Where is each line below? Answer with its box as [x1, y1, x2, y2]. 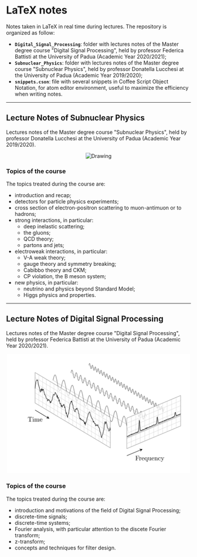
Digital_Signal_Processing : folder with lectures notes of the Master [14, 40, 179, 48]
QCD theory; [23, 235, 54, 242]
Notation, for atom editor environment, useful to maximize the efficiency [14, 84, 189, 91]
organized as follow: [6, 29, 55, 36]
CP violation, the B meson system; [23, 273, 107, 280]
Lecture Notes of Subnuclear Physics [6, 113, 145, 123]
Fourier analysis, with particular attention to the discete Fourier [14, 525, 167, 532]
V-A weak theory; [23, 254, 66, 261]
